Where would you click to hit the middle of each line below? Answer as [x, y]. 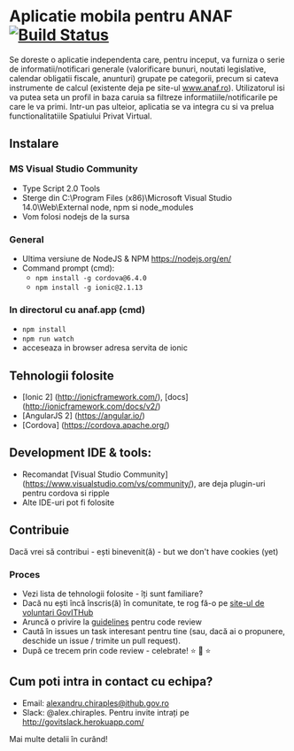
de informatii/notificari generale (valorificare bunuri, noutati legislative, [138, 69]
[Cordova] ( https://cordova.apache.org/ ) [96, 425]
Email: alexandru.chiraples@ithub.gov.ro [96, 703]
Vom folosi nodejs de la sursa [76, 216]
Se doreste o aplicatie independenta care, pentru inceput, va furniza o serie [147, 59]
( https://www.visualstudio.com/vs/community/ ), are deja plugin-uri [143, 483]
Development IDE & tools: [81, 453]
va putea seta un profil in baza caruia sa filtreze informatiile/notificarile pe [144, 97]
